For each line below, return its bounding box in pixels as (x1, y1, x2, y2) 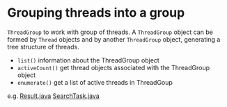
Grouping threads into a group (7, 5, 185, 21)
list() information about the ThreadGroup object (17, 56, 160, 64)
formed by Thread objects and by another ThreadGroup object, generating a (7, 35, 221, 43)
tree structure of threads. (7, 42, 79, 51)
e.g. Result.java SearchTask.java (7, 92, 100, 100)
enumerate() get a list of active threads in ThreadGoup (17, 78, 173, 86)
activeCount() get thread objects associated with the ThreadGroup (17, 63, 210, 72)
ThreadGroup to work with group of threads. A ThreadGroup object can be (7, 28, 214, 36)
